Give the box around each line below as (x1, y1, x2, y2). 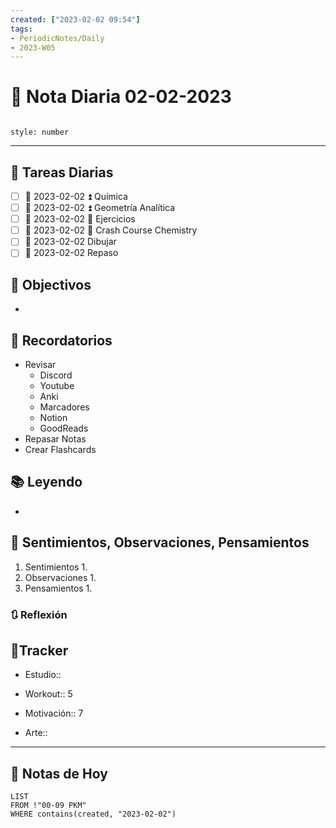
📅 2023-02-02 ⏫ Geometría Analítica (24, 202, 176, 214)
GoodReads (39, 422, 89, 434)
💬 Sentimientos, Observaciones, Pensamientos (10, 534, 310, 551)
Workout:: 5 (24, 688, 73, 700)
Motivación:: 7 (24, 707, 84, 720)
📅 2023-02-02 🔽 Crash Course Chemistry (24, 224, 198, 236)
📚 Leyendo (10, 474, 83, 491)
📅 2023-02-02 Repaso (24, 247, 119, 259)
